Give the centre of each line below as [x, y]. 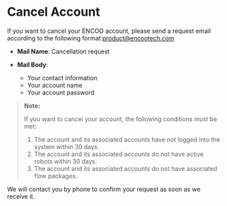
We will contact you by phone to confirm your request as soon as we [104, 189]
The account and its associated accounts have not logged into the [127, 139]
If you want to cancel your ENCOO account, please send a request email [109, 31]
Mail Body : [32, 64]
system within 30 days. [67, 146]
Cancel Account [54, 12]
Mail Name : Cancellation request [63, 51]
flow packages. [55, 176]
